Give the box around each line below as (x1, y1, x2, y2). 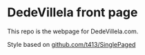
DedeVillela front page (7, 5, 138, 20)
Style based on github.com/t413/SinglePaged (7, 40, 136, 48)
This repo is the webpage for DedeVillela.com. (7, 27, 139, 35)
